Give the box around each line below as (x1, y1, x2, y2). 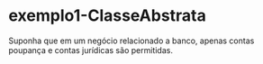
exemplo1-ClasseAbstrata (8, 5, 206, 26)
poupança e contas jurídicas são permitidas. (8, 44, 173, 55)
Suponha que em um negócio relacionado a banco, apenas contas (8, 35, 255, 46)
